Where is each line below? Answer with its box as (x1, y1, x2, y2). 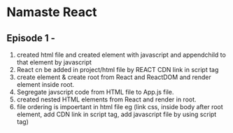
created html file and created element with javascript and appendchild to (16, 50, 227, 59)
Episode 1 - (6, 32, 55, 44)
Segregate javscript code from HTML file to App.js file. (16, 88, 174, 96)
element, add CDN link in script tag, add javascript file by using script (16, 110, 217, 118)
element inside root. (16, 80, 75, 88)
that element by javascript (16, 58, 92, 66)
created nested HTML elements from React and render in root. (16, 95, 197, 104)
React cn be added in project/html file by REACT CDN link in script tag (16, 66, 219, 73)
